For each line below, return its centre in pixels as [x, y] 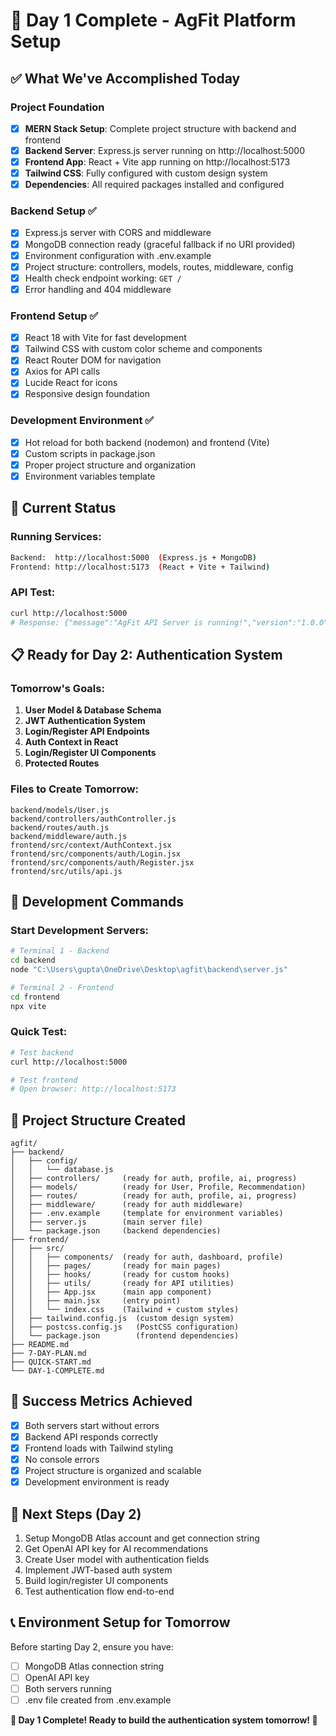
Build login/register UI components [96, 1581]
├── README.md [40, 1345]
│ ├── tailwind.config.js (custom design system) [122, 1319]
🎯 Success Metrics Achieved [101, 1401]
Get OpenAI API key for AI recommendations [116, 1549]
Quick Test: [39, 1032]
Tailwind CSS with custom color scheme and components [143, 349]
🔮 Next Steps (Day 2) [76, 1514]
